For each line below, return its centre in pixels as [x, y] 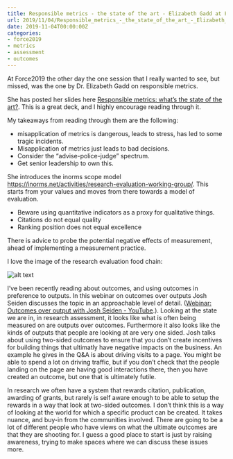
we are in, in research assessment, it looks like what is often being [102, 317]
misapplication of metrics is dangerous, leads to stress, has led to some [120, 133]
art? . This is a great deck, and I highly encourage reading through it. [104, 107]
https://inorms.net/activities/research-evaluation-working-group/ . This [108, 184]
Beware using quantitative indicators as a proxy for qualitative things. [116, 212]
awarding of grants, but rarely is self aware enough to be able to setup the [113, 397]
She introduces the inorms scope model [64, 176]
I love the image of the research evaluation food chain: [85, 261]
